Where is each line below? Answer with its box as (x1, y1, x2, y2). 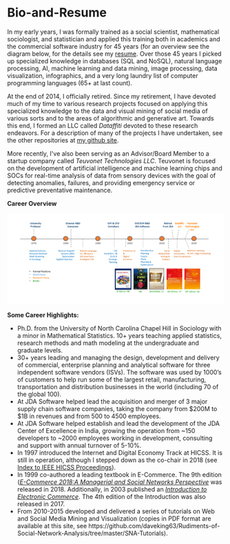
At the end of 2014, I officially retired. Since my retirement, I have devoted (7, 92, 216, 101)
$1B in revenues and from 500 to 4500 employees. (17, 412, 161, 420)
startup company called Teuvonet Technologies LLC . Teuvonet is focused (7, 156, 216, 165)
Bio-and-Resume (7, 5, 107, 21)
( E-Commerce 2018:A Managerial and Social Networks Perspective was (17, 477, 222, 486)
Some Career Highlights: (7, 311, 79, 319)
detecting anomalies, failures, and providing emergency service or (7, 178, 196, 187)
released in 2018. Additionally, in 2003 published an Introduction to (17, 485, 207, 493)
